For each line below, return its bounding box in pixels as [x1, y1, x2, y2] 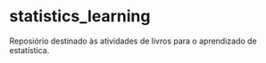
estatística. [9, 44, 50, 55]
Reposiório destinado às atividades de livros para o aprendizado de [9, 35, 257, 46]
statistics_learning [9, 6, 151, 27]
